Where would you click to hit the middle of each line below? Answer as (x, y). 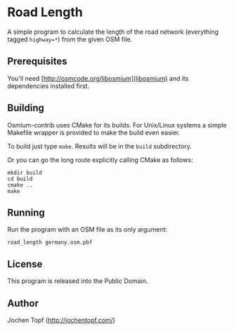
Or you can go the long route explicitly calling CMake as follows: (100, 160)
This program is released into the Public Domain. (78, 281)
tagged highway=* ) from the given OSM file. (70, 39)
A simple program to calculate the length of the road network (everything (113, 32)
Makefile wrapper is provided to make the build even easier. (94, 132)
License (25, 264)
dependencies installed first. (48, 86)
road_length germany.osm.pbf (50, 243)
